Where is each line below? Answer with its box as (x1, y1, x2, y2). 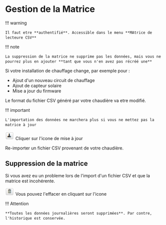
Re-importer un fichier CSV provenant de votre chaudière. (5, 145, 124, 151)
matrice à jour (5, 122, 37, 127)
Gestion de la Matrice (5, 3, 95, 15)
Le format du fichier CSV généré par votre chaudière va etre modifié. (5, 97, 146, 103)
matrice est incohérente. (5, 178, 56, 184)
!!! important (5, 107, 30, 113)
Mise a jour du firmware (12, 88, 62, 94)
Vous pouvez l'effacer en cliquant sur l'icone (15, 191, 107, 197)
